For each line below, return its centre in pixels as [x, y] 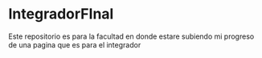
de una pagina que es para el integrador [75, 44]
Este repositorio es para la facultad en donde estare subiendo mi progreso [131, 36]
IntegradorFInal [61, 14]
